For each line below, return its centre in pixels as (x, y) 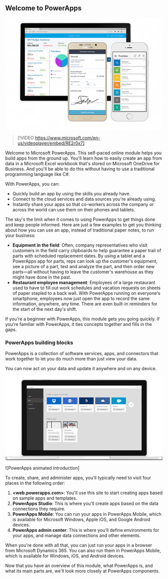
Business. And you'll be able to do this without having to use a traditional (80, 169)
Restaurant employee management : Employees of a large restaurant (84, 282)
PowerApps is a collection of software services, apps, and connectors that (82, 354)
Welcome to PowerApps (43, 8)
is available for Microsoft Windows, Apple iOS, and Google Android (81, 520)
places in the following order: (35, 483)
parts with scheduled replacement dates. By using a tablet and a (79, 256)
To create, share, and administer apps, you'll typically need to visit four (78, 478)
